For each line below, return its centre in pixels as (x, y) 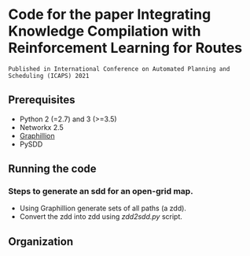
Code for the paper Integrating (110, 15)
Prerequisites (42, 100)
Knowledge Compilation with (105, 31)
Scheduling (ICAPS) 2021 (49, 76)
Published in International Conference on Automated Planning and (119, 69)
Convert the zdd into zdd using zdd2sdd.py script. (101, 217)
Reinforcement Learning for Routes (125, 48)
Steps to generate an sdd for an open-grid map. (101, 191)
